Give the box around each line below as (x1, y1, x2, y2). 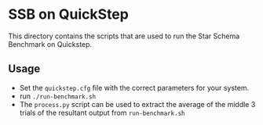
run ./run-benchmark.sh (19, 91, 97, 101)
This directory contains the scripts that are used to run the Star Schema (8, 31, 240, 41)
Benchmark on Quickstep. (8, 39, 93, 48)
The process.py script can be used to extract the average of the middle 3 (19, 99, 256, 109)
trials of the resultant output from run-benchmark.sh (19, 108, 185, 117)
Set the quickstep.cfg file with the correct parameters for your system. (19, 83, 250, 92)
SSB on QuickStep (8, 5, 130, 23)
